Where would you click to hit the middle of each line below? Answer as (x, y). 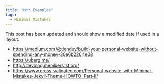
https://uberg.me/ (31, 60)
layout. (12, 39)
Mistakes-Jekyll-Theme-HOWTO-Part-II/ (55, 76)
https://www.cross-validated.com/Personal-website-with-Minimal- (83, 71)
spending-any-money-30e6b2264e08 (53, 54)
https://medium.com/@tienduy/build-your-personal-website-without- (85, 49)
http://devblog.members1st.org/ (46, 65)
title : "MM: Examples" (29, 10)
